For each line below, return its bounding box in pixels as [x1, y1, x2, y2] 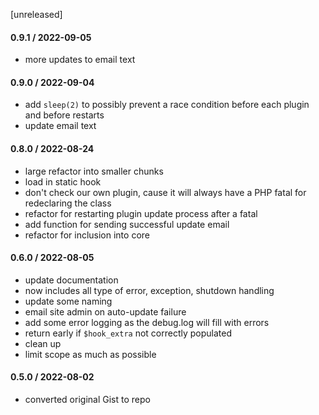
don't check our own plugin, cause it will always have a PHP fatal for [24, 186, 307, 198]
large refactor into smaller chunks [24, 165, 164, 177]
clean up [24, 337, 62, 349]
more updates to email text [24, 54, 136, 66]
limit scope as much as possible [24, 348, 157, 360]
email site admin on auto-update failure [24, 305, 187, 318]
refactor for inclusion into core [24, 229, 150, 241]
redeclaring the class [24, 197, 112, 209]
